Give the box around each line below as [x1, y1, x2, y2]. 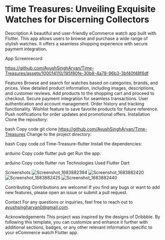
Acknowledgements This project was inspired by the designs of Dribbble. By [5, 213, 161, 220]
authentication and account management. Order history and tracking [5, 101, 144, 106]
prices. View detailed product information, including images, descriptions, [5, 85, 155, 91]
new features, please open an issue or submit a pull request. [5, 189, 128, 195]
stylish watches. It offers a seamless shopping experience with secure [5, 40, 148, 46]
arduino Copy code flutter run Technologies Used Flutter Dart [5, 160, 130, 166]
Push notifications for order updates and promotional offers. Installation [5, 111, 150, 117]
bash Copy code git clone [5, 126, 58, 132]
